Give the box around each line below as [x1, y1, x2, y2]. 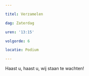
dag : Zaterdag [5, 20, 35, 25]
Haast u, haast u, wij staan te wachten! [5, 66, 85, 72]
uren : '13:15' [5, 29, 35, 35]
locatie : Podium [5, 48, 39, 53]
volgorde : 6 [5, 38, 30, 44]
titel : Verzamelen [5, 11, 43, 16]
